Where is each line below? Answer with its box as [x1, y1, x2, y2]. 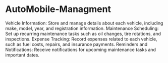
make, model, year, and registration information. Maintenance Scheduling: [5, 25, 159, 31]
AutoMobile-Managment [5, 3, 111, 15]
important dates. [5, 51, 39, 58]
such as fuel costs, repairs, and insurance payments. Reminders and [5, 41, 148, 47]
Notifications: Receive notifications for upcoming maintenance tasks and [5, 46, 156, 52]
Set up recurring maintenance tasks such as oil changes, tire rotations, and [5, 30, 161, 36]
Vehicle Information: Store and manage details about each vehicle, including [5, 20, 163, 26]
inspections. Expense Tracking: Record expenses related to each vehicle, [5, 36, 157, 42]
